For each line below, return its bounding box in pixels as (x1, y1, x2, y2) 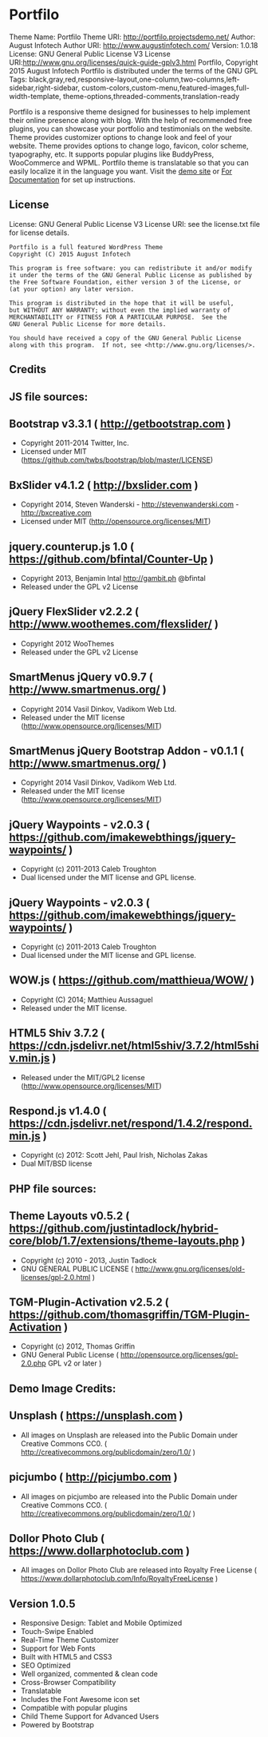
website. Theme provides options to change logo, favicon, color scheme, (9, 141, 249, 150)
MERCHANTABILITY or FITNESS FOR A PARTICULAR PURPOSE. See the (9, 313, 227, 321)
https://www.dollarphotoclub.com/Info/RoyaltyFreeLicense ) (20, 1574, 219, 1584)
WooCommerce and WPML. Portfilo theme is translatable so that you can (9, 157, 250, 167)
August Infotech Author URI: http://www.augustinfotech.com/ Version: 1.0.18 (9, 40, 258, 50)
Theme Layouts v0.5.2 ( (9, 1209, 130, 1223)
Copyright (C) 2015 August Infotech (9, 250, 131, 258)
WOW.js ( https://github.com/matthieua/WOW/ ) (9, 973, 254, 988)
